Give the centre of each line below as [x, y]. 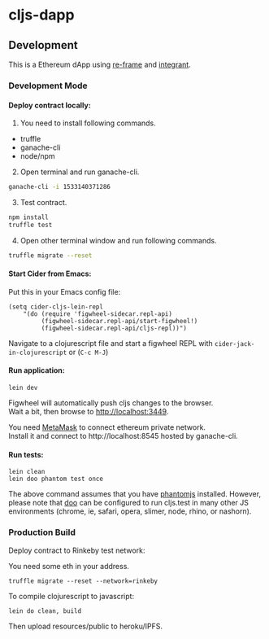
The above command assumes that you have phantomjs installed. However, [135, 494]
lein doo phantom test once [56, 479]
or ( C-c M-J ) [89, 352]
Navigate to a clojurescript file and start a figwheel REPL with [111, 343]
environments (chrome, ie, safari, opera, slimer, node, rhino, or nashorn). [130, 511]
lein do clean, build [45, 611]
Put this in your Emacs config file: [65, 291]
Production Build [42, 532]
